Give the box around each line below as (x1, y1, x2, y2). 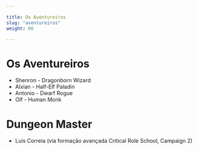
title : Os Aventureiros (6, 14, 67, 20)
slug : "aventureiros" (6, 19, 61, 26)
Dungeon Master (6, 117, 93, 131)
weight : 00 (6, 25, 34, 31)
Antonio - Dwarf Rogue (15, 90, 73, 97)
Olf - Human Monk (15, 96, 62, 103)
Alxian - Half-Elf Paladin (15, 83, 75, 91)
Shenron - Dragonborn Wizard (15, 77, 91, 84)
